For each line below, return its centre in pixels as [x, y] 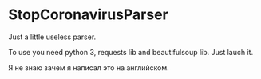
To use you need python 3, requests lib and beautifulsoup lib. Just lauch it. [131, 52]
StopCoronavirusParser [89, 15]
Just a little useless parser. [52, 37]
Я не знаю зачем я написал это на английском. [89, 67]
